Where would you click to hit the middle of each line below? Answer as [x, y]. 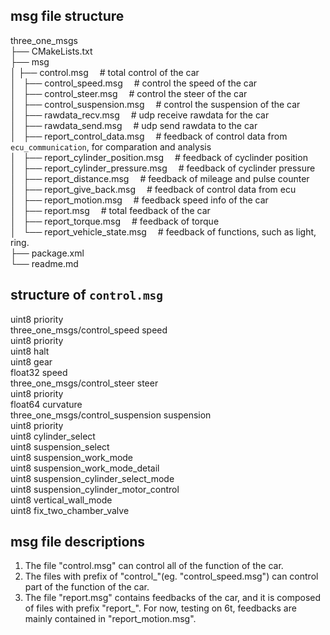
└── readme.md [44, 263]
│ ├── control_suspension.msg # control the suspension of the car [155, 104]
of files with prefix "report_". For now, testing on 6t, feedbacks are [160, 608]
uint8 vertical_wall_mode [61, 500]
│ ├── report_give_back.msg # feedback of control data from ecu [153, 189]
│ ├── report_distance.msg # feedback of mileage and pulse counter [160, 178]
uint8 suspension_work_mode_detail [85, 468]
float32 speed [39, 372]
